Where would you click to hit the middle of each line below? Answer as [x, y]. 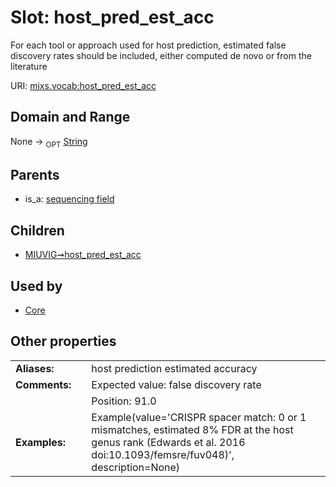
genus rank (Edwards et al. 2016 [168, 442]
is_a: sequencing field [69, 199]
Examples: [41, 442]
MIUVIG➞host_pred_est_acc [83, 255]
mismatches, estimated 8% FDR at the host [192, 429]
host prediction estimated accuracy [174, 368]
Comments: [43, 384]
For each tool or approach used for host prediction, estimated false [148, 45]
